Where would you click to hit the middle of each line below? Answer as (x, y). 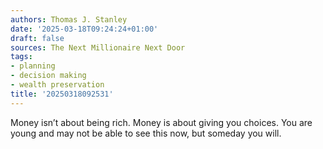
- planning (33, 66)
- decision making (48, 76)
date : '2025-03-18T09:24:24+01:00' (84, 29)
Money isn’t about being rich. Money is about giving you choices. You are (161, 122)
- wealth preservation (57, 85)
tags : (21, 57)
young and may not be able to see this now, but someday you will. (146, 133)
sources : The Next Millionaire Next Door (98, 47)
